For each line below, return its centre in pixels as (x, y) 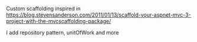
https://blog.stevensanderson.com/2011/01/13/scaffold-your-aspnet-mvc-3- (98, 15)
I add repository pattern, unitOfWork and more (63, 33)
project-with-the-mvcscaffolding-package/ (59, 21)
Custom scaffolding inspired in (43, 9)
